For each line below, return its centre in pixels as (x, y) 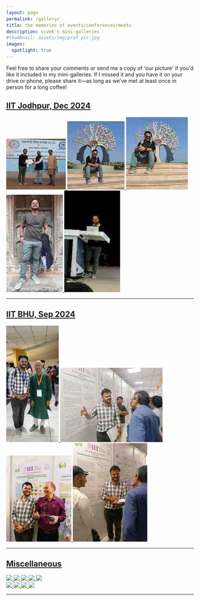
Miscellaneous (34, 564)
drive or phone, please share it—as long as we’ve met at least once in (91, 81)
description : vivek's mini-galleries (53, 32)
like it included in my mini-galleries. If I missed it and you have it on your (94, 74)
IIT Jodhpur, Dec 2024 (49, 106)
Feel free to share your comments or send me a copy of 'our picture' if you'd (100, 68)
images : (16, 44)
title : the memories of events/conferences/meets (69, 25)
